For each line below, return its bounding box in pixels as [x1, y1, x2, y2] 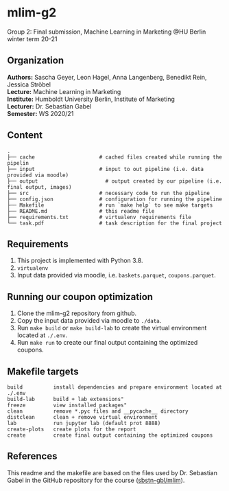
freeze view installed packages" [7, 402, 128, 409]
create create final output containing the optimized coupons [7, 432, 213, 439]
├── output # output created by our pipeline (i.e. [7, 177, 223, 185]
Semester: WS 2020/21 [7, 109, 74, 117]
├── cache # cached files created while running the [7, 153, 223, 161]
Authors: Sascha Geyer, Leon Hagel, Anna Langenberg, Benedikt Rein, [7, 73, 207, 81]
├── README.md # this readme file [7, 207, 155, 214]
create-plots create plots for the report [7, 426, 136, 433]
